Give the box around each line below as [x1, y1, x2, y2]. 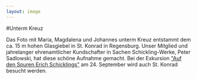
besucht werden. [6, 67, 47, 74]
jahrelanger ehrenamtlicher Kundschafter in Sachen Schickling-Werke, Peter [6, 48, 191, 56]
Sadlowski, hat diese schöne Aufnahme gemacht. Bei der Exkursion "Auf [6, 54, 182, 61]
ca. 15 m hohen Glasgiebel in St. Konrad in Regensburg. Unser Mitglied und [6, 42, 188, 49]
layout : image [6, 8, 41, 15]
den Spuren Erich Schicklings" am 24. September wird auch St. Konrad [6, 61, 178, 68]
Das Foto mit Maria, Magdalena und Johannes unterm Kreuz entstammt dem [6, 36, 191, 43]
